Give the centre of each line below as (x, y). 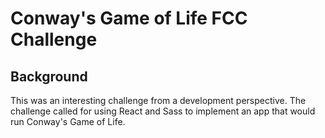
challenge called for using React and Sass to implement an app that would (163, 111)
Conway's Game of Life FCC (129, 18)
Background (49, 76)
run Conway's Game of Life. (68, 121)
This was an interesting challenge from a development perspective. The (158, 100)
